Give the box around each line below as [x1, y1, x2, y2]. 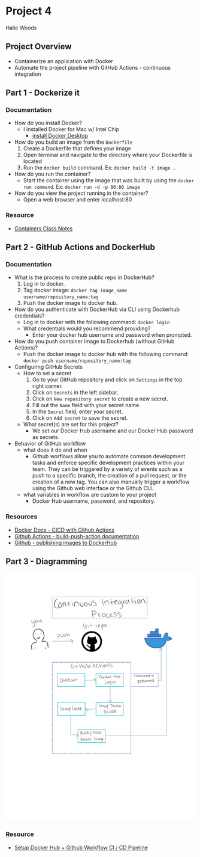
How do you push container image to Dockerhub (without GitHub [14, 338, 175, 345]
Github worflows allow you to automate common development [32, 453, 186, 460]
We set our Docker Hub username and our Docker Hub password [32, 427, 193, 434]
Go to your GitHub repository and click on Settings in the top [32, 376, 183, 383]
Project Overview [5, 41, 72, 52]
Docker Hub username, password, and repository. [32, 497, 156, 505]
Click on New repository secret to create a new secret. [32, 395, 169, 402]
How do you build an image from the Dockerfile [14, 138, 133, 146]
